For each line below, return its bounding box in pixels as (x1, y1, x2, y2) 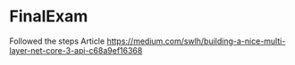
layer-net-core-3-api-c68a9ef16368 (9, 45, 143, 55)
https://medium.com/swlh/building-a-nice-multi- (106, 36, 286, 46)
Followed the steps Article (9, 36, 105, 46)
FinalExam (9, 6, 88, 27)
